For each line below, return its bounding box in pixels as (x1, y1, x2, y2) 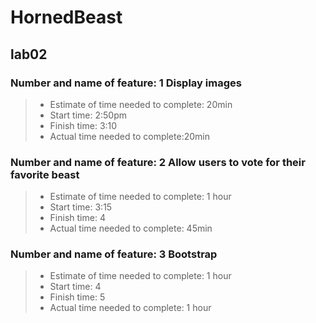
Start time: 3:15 (49, 201, 113, 213)
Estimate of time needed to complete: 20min (49, 98, 233, 110)
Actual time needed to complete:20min (49, 130, 210, 142)
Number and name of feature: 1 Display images (10, 76, 242, 90)
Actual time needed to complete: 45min (49, 222, 213, 235)
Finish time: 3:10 (49, 119, 118, 131)
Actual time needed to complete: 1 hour (49, 302, 212, 314)
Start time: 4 (49, 281, 102, 293)
